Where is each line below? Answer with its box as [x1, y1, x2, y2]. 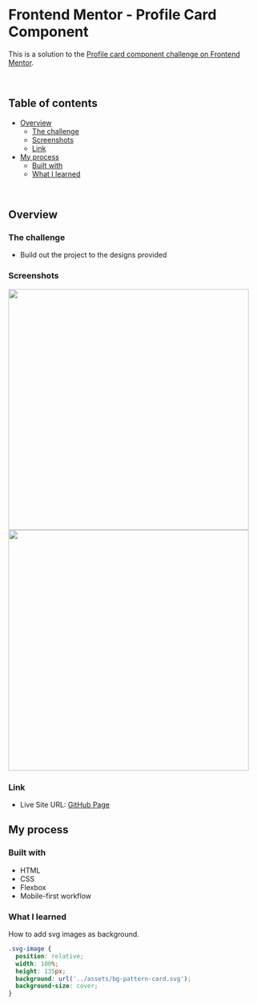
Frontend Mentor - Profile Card [8, 6, 217, 24]
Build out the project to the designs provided [19, 250, 167, 260]
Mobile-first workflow [19, 891, 92, 901]
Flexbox [19, 882, 46, 892]
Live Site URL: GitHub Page [19, 800, 110, 810]
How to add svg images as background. [8, 930, 140, 939]
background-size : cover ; [15, 982, 98, 991]
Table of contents [8, 96, 98, 110]
